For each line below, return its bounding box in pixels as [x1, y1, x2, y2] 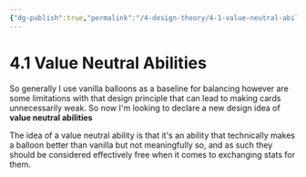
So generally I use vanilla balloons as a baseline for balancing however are [9, 83, 289, 94]
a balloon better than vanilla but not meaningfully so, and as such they [9, 139, 273, 151]
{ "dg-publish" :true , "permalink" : [9, 13, 137, 23]
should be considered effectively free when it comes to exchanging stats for [9, 149, 296, 160]
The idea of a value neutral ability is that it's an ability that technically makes [9, 130, 296, 141]
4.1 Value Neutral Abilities [9, 52, 208, 73]
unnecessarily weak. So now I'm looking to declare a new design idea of [9, 102, 280, 113]
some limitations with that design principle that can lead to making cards [9, 92, 281, 103]
